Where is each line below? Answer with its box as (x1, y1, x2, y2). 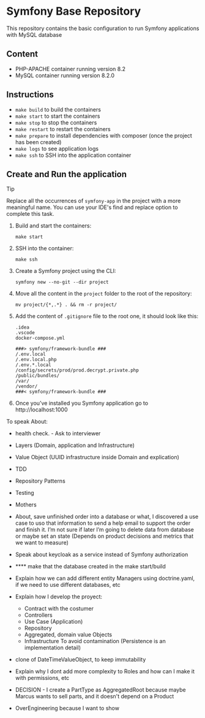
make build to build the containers (15, 105, 101, 113)
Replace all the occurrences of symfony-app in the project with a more (6, 197, 181, 205)
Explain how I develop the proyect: (15, 593, 103, 600)
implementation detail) (24, 644, 81, 651)
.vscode (15, 330, 35, 336)
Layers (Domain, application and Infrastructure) (15, 441, 135, 449)
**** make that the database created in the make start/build (15, 563, 166, 570)
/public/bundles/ (15, 373, 60, 379)
